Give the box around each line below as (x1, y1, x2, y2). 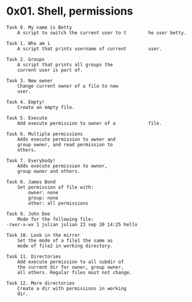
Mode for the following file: (17, 216, 94, 222)
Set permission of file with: (17, 184, 94, 190)
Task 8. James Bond (6, 178, 56, 185)
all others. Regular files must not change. (17, 269, 132, 275)
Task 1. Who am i (6, 40, 51, 46)
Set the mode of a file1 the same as (17, 237, 113, 244)
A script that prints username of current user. (17, 46, 163, 52)
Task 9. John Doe (6, 211, 51, 217)
